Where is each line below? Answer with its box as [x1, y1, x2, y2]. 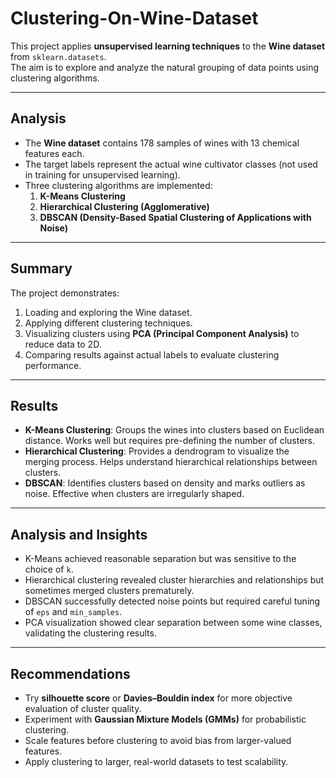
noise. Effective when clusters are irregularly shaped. [24, 488, 245, 500]
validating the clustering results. [24, 627, 157, 639]
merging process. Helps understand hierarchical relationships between [24, 456, 318, 468]
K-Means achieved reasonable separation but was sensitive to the [24, 553, 297, 565]
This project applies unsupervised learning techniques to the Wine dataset [10, 40, 326, 52]
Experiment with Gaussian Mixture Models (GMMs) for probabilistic [24, 713, 307, 725]
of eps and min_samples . [24, 606, 123, 618]
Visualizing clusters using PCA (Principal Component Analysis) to [24, 327, 300, 339]
